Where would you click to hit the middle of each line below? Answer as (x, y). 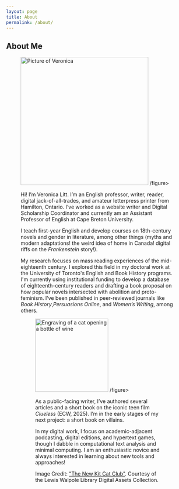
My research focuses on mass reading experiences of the (90, 261)
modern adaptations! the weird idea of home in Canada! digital (96, 243)
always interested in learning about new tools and (95, 456)
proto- (149, 292)
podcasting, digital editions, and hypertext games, (95, 437)
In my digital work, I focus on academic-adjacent (94, 432)
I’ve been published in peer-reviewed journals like (105, 298)
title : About (22, 17)
